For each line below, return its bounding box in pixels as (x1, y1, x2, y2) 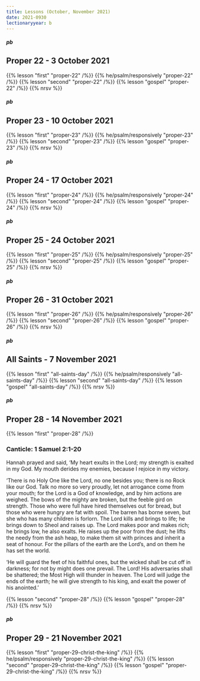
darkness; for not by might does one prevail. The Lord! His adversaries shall (6, 565, 193, 572)
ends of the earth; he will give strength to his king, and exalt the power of (6, 577, 186, 584)
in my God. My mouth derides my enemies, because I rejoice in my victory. (6, 465, 190, 472)
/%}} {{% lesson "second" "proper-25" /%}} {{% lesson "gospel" (6, 257, 167, 264)
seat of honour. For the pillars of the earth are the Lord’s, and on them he (6, 540, 185, 547)
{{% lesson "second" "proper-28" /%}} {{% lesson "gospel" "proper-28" (6, 595, 185, 602)
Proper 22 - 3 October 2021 (6, 56, 110, 66)
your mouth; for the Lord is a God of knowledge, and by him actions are (6, 489, 182, 496)
